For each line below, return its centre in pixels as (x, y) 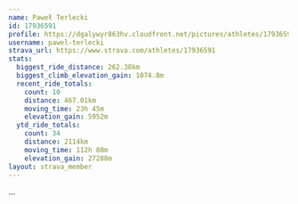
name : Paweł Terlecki (48, 17)
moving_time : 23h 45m (64, 109)
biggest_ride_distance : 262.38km (78, 68)
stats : (20, 59)
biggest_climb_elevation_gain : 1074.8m (90, 76)
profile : (24, 34)
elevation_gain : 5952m (66, 117)
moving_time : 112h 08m (66, 150)
